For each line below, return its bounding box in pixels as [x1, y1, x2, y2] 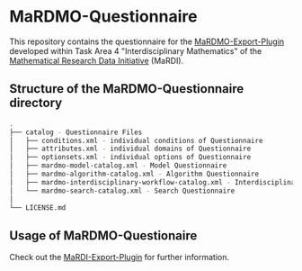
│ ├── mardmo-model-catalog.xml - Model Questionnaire [9, 161, 227, 170]
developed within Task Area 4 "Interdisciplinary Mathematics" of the [9, 45, 262, 56]
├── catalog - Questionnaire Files [9, 128, 143, 137]
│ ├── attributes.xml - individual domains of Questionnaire [9, 144, 252, 154]
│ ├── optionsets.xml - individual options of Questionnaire [9, 153, 252, 162]
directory [9, 95, 63, 111]
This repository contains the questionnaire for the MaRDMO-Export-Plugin [9, 36, 285, 47]
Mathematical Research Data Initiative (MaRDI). [9, 55, 184, 66]
